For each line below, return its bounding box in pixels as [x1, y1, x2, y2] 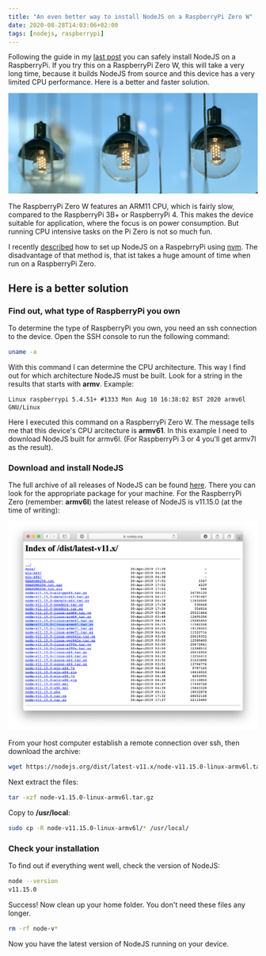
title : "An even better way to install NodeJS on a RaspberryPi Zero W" [8, 13, 253, 21]
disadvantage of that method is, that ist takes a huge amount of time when [8, 250, 251, 260]
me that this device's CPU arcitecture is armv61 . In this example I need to [8, 426, 248, 436]
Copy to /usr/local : [8, 808, 70, 817]
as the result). [8, 443, 54, 452]
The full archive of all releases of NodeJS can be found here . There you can [8, 480, 256, 490]
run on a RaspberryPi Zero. [8, 258, 97, 269]
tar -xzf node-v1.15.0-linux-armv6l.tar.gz [8, 794, 154, 802]
